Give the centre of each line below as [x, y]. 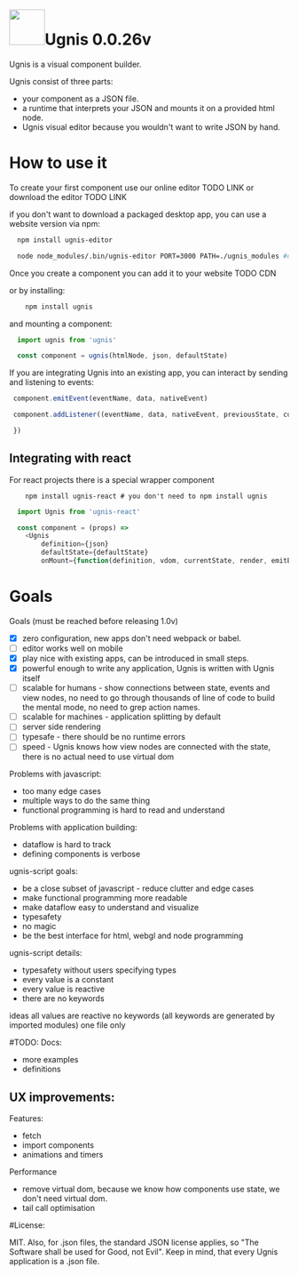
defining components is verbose [81, 854]
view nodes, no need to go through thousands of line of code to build [149, 698]
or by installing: [37, 290]
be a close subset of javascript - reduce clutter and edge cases [138, 888]
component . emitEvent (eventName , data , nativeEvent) [110, 399]
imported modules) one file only [67, 1025]
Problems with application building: [73, 828]
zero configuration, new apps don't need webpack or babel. [132, 638]
